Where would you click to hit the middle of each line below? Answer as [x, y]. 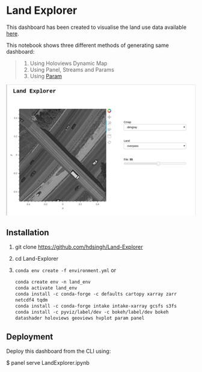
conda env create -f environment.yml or [65, 270]
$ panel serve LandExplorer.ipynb [48, 363]
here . [13, 33]
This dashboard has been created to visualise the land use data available [96, 27]
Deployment [30, 337]
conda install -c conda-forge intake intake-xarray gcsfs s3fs [96, 306]
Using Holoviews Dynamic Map [69, 63]
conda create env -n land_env [53, 282]
